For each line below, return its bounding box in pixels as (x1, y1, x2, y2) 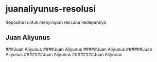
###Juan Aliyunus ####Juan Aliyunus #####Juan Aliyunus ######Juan (5, 46, 153, 52)
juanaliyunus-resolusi (5, 3, 96, 15)
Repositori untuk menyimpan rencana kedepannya (5, 19, 106, 25)
